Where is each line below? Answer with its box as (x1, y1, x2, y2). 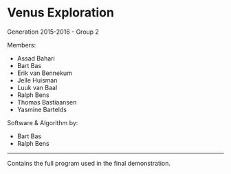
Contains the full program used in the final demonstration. (7, 159, 170, 167)
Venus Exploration (7, 5, 115, 21)
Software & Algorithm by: (7, 118, 78, 127)
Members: (7, 41, 36, 49)
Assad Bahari (16, 54, 55, 63)
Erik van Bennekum (16, 69, 72, 77)
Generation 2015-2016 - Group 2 (7, 28, 100, 36)
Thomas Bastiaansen (16, 98, 77, 106)
